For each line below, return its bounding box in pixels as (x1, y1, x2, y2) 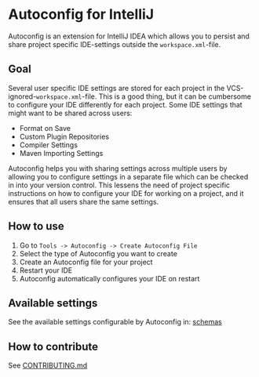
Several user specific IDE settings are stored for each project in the (8, 83, 225, 92)
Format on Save (19, 123, 71, 132)
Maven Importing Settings (19, 148, 104, 158)
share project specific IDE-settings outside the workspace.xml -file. (8, 39, 221, 49)
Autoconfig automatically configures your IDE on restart (19, 274, 200, 283)
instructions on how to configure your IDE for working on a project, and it (8, 188, 244, 198)
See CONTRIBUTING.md (8, 361, 88, 370)
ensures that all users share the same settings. (8, 197, 159, 206)
